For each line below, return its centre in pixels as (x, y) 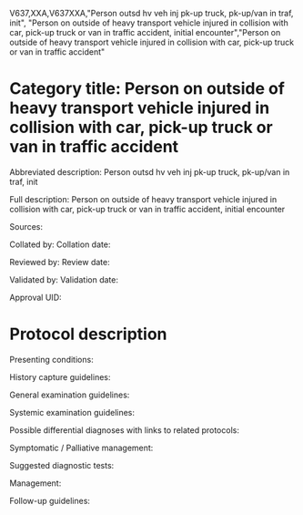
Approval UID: (35, 297)
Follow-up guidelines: (50, 500)
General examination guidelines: (70, 395)
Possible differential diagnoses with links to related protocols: (124, 430)
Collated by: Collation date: (60, 244)
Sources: (26, 226)
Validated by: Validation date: (64, 279)
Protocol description (88, 334)
